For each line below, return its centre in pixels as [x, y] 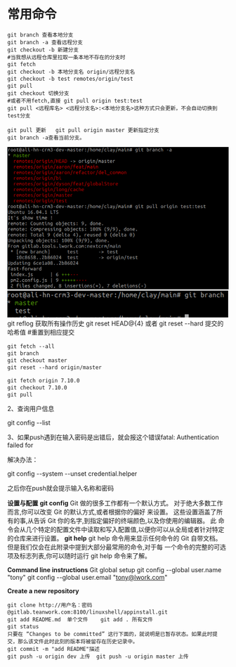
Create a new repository [43, 590]
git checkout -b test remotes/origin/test [70, 79]
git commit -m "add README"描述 [53, 649]
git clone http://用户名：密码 [50, 605]
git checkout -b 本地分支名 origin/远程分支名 [71, 72]
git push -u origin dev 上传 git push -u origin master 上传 [98, 656]
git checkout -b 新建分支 [43, 50]
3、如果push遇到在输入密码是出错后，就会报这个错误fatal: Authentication [113, 437]
